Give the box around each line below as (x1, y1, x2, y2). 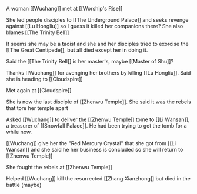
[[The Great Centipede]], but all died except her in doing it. (6, 46, 148, 53)
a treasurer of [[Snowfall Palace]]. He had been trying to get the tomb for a (6, 122, 187, 129)
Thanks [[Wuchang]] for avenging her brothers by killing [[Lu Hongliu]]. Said (6, 69, 191, 76)
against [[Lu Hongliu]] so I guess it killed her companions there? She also (6, 23, 183, 29)
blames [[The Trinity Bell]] (6, 29, 69, 36)
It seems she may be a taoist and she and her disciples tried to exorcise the (6, 41, 189, 47)
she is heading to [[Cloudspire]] (6, 76, 84, 82)
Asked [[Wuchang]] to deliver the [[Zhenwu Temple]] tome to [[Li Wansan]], (6, 116, 190, 123)
